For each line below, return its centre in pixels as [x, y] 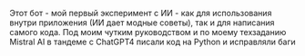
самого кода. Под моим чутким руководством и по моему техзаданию [148, 32]
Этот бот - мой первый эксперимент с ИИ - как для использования [141, 13]
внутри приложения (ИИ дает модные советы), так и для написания [142, 23]
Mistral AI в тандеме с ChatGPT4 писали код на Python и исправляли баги [152, 42]
